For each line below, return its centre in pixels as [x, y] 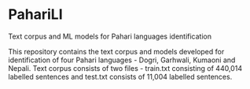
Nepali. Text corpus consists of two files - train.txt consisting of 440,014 [125, 68]
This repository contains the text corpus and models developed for [116, 51]
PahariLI [35, 15]
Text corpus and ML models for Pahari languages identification [110, 36]
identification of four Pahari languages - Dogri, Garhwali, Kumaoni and [122, 60]
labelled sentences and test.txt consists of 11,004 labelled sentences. [120, 76]
